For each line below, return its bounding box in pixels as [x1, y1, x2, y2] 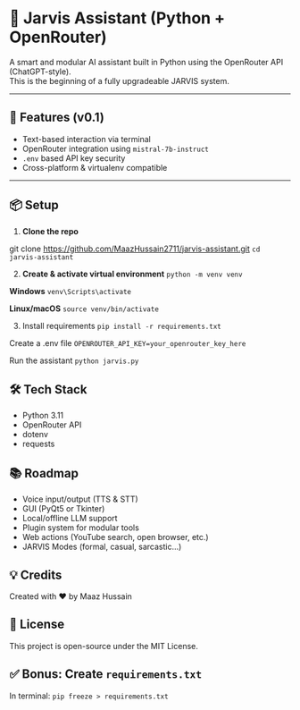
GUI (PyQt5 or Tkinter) [21, 503, 105, 514]
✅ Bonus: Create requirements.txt [9, 666, 203, 682]
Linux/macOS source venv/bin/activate [9, 303, 159, 314]
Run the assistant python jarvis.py [9, 355, 139, 366]
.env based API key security [21, 152, 126, 164]
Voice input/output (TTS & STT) [21, 494, 138, 504]
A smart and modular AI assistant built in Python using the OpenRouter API [9, 56, 284, 67]
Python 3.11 [21, 410, 64, 421]
